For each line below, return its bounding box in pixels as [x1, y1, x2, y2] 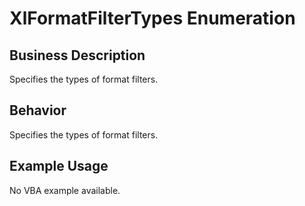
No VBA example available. [9, 184, 121, 196]
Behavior [9, 102, 67, 119]
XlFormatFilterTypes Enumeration [9, 7, 296, 30]
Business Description [9, 47, 146, 64]
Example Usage [9, 158, 109, 175]
